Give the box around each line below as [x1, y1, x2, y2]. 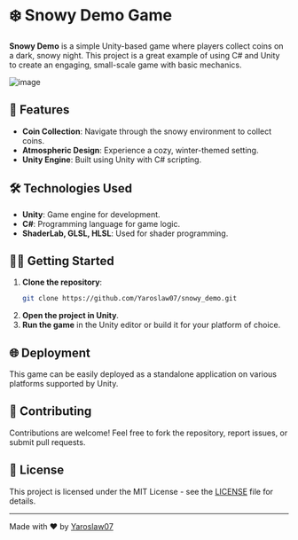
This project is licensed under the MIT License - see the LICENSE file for [9, 486, 273, 497]
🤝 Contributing [9, 403, 92, 419]
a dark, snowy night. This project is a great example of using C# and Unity [9, 50, 280, 60]
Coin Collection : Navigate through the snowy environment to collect [21, 126, 272, 137]
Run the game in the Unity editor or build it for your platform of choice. [21, 319, 281, 331]
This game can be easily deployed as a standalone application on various [9, 369, 278, 380]
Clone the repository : [21, 277, 103, 287]
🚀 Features [9, 102, 70, 118]
